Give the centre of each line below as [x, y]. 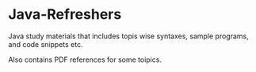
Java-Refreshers [65, 14]
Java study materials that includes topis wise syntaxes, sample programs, [129, 36]
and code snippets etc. [46, 44]
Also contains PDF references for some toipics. [85, 59]
